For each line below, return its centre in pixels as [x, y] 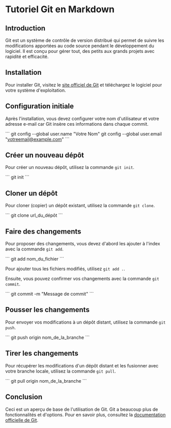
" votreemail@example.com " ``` [37, 139]
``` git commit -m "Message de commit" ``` [50, 294]
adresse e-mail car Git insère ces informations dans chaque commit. [77, 124]
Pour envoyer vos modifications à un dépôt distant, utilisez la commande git [85, 322]
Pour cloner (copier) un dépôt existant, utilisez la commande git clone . [80, 206]
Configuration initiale [40, 106]
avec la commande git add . [34, 249]
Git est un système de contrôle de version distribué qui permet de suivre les [85, 40]
